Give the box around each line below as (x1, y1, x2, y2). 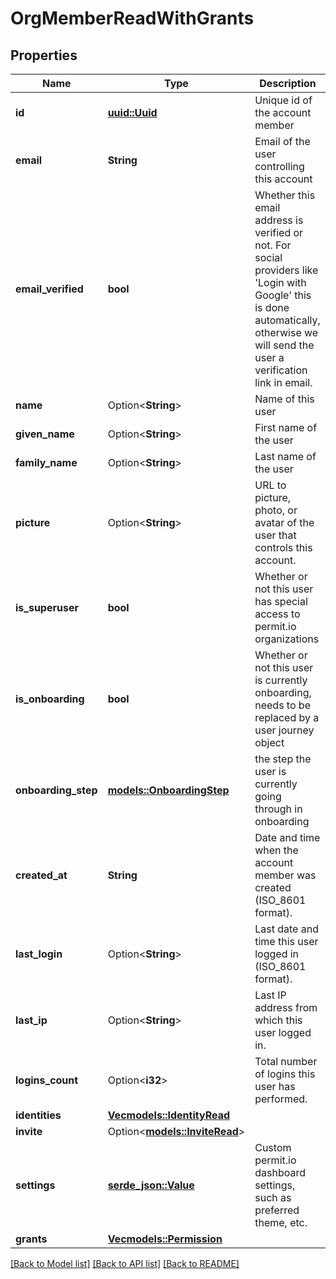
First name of (254, 421, 318, 434)
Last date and (254, 922, 319, 936)
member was (254, 868, 317, 882)
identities (15, 1108, 62, 1122)
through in (254, 802, 303, 816)
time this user (254, 935, 319, 948)
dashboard (254, 1166, 306, 1179)
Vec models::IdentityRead (107, 1108, 231, 1122)
